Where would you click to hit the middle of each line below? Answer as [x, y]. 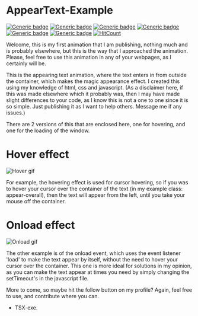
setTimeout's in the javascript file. [47, 278]
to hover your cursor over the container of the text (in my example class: [94, 189]
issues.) [16, 113]
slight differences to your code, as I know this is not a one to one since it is [97, 100]
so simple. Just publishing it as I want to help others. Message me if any [94, 106]
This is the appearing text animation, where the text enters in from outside [96, 75]
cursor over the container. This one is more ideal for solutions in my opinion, [99, 266]
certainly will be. [26, 63]
